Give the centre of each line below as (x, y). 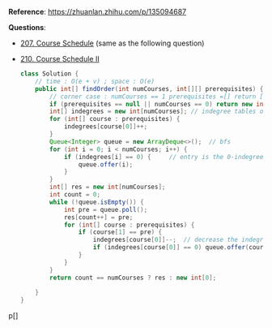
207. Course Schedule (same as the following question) (112, 43)
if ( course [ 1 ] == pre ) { (120, 232)
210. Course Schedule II (59, 59)
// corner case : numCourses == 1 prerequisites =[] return (153, 97)
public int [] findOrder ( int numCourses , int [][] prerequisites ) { (149, 88)
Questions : (27, 27)
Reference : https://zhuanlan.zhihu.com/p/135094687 (98, 12)
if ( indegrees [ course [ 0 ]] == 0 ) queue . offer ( (171, 248)
